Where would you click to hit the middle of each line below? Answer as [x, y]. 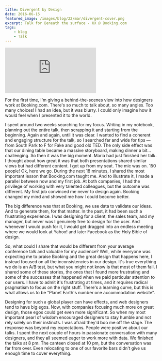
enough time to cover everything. [38, 353]
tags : [10, 28]
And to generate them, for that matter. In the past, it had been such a [73, 211]
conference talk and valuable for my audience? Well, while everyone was [78, 251]
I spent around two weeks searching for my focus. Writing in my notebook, [80, 124]
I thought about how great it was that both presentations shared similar [76, 161]
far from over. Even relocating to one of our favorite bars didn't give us [76, 348]
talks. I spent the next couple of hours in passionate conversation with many [81, 332]
